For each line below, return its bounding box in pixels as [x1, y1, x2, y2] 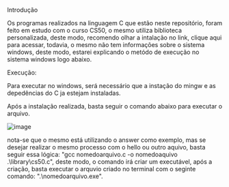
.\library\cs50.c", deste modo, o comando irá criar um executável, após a [7, 158, 213, 166]
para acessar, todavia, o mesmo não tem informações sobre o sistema [7, 41, 205, 48]
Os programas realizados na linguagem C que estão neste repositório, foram [7, 19, 223, 27]
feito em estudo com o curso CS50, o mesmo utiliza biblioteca [7, 27, 183, 34]
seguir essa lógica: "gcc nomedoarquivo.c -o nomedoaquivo [7, 150, 178, 158]
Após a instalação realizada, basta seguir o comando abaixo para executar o [7, 102, 223, 110]
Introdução [7, 6, 38, 14]
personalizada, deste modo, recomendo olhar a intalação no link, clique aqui [7, 33, 222, 42]
